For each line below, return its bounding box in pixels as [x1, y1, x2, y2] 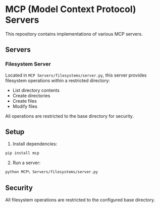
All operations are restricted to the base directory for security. [5, 113, 134, 119]
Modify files [12, 103, 38, 109]
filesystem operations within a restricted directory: [5, 77, 110, 84]
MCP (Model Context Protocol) [5, 4, 136, 15]
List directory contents [12, 87, 60, 93]
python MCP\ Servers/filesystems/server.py [5, 170, 98, 175]
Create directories [12, 92, 50, 99]
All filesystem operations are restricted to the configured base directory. [5, 197, 155, 202]
